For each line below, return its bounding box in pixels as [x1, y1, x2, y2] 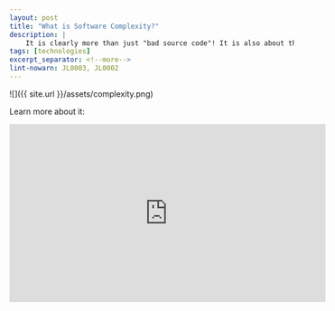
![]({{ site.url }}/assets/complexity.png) [9, 88, 154, 99]
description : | [9, 30, 67, 39]
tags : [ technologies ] [9, 47, 91, 56]
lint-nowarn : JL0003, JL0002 [9, 64, 119, 73]
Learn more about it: [9, 106, 86, 117]
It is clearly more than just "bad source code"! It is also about [25, 38, 284, 48]
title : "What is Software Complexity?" [9, 22, 160, 31]
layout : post [9, 13, 59, 23]
